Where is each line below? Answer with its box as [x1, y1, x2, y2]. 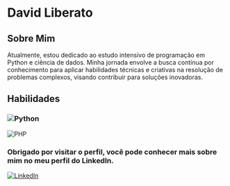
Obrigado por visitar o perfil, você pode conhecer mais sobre [7, 147, 217, 157]
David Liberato [7, 5, 93, 21]
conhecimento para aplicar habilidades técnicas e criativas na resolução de [7, 66, 224, 74]
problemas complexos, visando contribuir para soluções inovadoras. [7, 73, 204, 81]
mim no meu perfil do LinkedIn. [7, 155, 114, 165]
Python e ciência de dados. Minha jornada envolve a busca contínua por [7, 58, 214, 67]
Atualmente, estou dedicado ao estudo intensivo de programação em [7, 51, 205, 59]
